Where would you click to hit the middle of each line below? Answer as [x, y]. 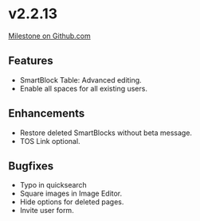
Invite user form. [47, 211]
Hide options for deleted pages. [72, 202]
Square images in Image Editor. [71, 194]
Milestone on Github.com [50, 36]
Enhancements [47, 113]
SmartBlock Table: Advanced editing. [80, 79]
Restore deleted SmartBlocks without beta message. [106, 133]
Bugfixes [31, 166]
